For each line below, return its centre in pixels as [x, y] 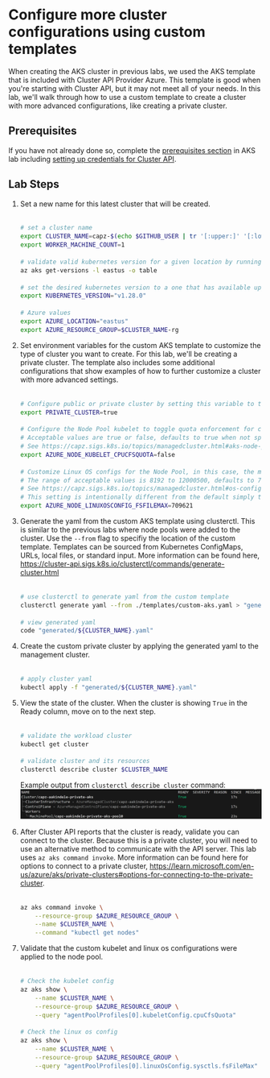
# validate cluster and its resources [85, 761]
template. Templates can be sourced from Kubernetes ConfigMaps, [131, 547]
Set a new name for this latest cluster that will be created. [115, 204]
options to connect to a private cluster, [84, 866]
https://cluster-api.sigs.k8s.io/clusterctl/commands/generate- [122, 564]
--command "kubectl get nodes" [87, 933]
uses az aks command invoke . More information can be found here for [134, 857]
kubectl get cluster [54, 744]
